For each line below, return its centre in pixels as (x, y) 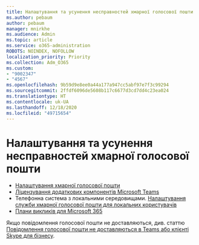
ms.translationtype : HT (36, 96)
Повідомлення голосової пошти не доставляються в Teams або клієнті (98, 229)
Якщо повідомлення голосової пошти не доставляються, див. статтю (96, 223)
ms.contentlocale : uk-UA (38, 102)
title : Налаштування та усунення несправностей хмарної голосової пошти (100, 12)
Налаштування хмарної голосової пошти (67, 186)
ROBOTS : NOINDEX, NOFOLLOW (40, 51)
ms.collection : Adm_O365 (38, 62)
